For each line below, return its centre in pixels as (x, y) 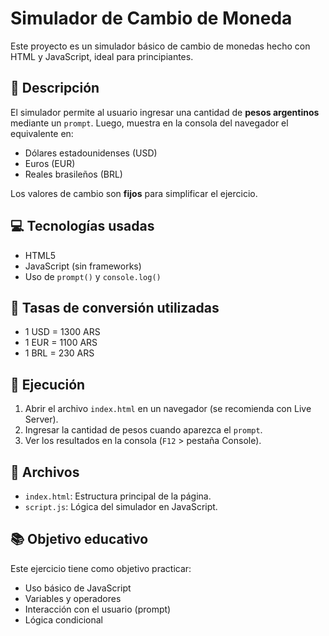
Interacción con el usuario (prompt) (98, 609)
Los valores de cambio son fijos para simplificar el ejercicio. (134, 193)
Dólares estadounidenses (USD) (91, 153)
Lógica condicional (63, 619)
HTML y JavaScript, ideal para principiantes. (102, 56)
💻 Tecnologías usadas (82, 226)
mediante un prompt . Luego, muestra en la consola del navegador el (149, 123)
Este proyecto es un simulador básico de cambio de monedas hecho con (160, 46)
